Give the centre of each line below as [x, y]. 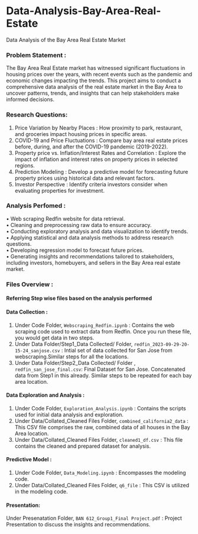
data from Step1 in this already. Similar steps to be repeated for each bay [103, 375]
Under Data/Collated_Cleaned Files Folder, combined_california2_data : [102, 420]
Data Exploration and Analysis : [45, 395]
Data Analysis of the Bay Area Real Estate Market [66, 40]
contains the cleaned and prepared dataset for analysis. [83, 446]
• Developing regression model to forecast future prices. [75, 250]
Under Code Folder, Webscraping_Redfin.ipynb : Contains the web [95, 325]
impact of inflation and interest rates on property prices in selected [96, 159]
